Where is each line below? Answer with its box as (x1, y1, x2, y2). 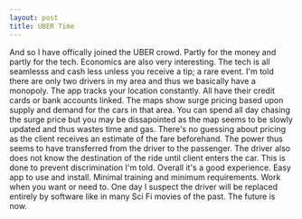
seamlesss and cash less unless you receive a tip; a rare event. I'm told (9, 65, 274, 77)
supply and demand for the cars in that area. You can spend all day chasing (9, 104, 291, 115)
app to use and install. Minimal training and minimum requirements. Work (9, 171, 281, 182)
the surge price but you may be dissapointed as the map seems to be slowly (9, 114, 294, 125)
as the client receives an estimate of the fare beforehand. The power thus (9, 133, 283, 144)
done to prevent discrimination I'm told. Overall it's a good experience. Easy (9, 162, 292, 173)
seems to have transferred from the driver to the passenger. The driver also (9, 142, 291, 154)
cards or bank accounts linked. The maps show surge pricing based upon (9, 94, 284, 105)
